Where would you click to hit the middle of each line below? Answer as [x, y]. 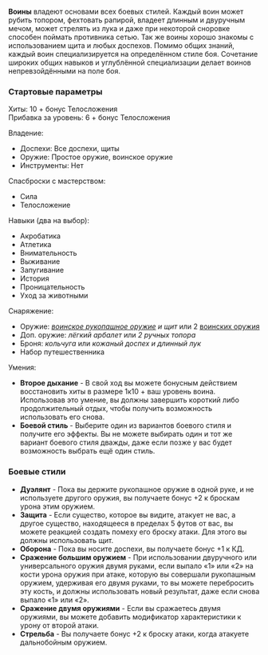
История [34, 278]
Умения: [22, 368]
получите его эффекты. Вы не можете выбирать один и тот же [126, 434]
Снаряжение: [31, 311]
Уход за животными [54, 296]
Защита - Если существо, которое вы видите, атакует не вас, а [128, 514]
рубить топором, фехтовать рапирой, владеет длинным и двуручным [127, 20]
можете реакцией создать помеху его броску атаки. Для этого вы [133, 532]
